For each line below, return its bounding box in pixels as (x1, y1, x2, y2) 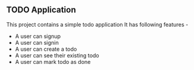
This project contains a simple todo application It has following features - (6, 21, 189, 28)
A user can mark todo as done (15, 58, 91, 65)
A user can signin (15, 39, 59, 46)
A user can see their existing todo (15, 51, 99, 59)
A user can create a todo (15, 45, 77, 52)
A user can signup (15, 33, 61, 40)
